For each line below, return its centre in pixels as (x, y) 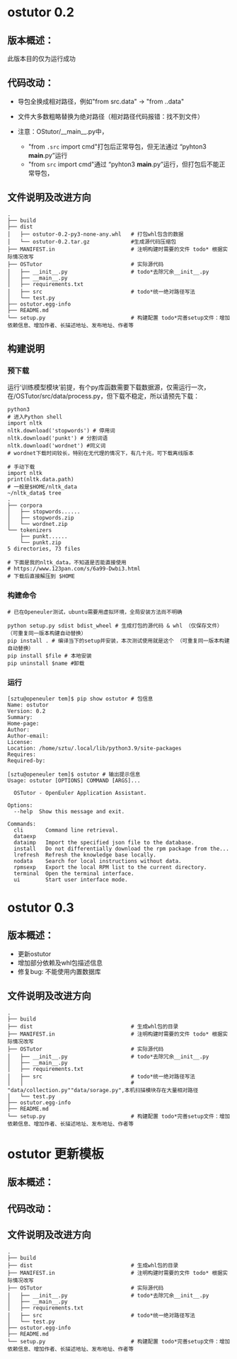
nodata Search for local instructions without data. (98, 861)
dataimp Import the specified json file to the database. (104, 842)
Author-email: (28, 736)
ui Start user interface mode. (71, 879)
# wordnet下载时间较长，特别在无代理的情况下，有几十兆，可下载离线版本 (101, 454)
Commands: (22, 824)
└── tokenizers (30, 531)
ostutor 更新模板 (56, 1154)
